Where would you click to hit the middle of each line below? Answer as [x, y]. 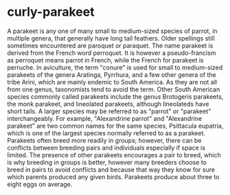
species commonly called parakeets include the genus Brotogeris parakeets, [115, 96]
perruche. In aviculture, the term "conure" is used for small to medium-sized [115, 67]
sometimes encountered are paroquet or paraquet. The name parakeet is [110, 45]
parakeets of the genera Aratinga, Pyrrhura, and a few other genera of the [112, 74]
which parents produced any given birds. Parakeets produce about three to [113, 176]
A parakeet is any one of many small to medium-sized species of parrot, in [112, 31]
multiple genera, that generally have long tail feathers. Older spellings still [111, 38]
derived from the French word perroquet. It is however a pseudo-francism [112, 53]
